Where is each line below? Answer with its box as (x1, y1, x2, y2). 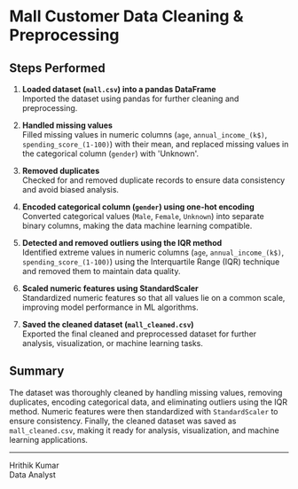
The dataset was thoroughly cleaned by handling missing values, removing (9, 387, 283, 398)
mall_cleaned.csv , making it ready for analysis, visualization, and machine (9, 424, 279, 436)
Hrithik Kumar (9, 460, 59, 470)
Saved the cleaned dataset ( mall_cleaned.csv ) (21, 319, 194, 329)
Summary (9, 364, 65, 379)
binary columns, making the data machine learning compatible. (21, 220, 253, 231)
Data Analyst (9, 469, 56, 480)
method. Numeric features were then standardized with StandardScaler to (9, 406, 278, 416)
